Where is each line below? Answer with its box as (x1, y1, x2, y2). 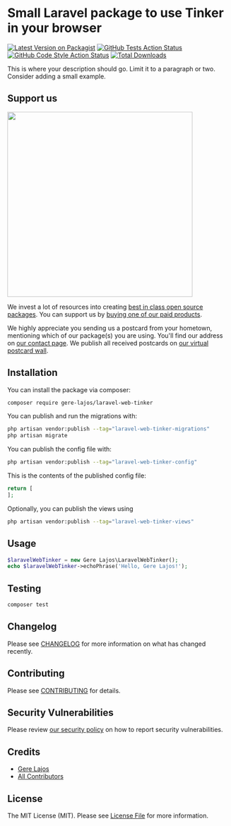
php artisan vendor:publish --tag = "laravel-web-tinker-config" (7, 459, 198, 466)
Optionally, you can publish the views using (7, 504, 134, 513)
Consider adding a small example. (7, 72, 106, 81)
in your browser (7, 20, 102, 36)
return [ (7, 485, 33, 492)
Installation (7, 367, 58, 379)
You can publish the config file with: (7, 445, 112, 454)
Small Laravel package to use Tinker (7, 5, 224, 21)
